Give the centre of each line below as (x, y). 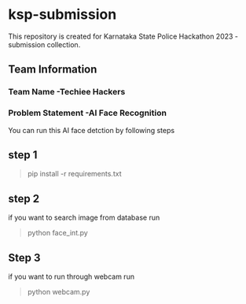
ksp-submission (62, 15)
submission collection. (44, 44)
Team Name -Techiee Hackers (67, 92)
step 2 (24, 198)
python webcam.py (59, 291)
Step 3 (24, 258)
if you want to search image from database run (84, 217)
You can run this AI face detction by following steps (92, 130)
